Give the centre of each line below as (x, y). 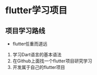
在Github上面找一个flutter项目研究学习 (52, 61)
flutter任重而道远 (30, 44)
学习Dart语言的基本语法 (37, 54)
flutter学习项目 (36, 10)
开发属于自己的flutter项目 (39, 67)
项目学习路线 (25, 31)
